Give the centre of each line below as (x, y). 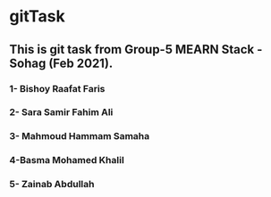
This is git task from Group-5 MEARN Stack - (136, 49)
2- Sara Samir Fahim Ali (61, 112)
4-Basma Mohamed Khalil (67, 160)
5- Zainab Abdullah (52, 185)
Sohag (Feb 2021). (61, 63)
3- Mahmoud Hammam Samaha (80, 136)
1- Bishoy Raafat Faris (57, 88)
